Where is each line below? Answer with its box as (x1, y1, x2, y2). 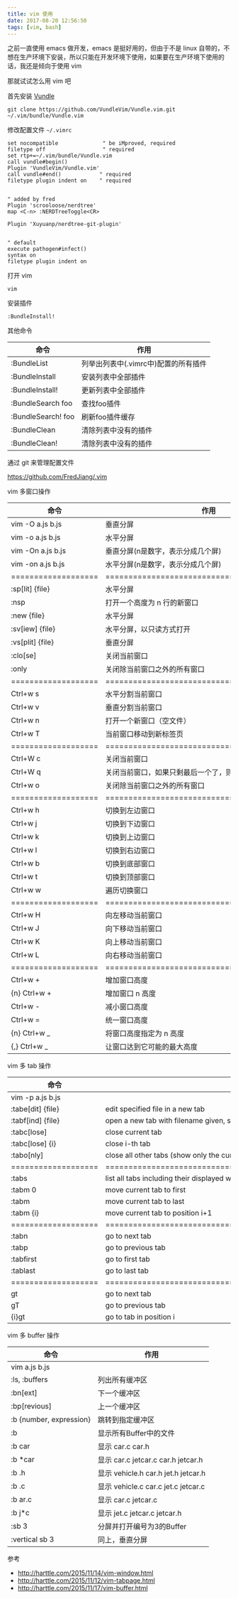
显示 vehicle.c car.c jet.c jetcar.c (97, 1482, 205, 1492)
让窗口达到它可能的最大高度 (105, 1042, 198, 1052)
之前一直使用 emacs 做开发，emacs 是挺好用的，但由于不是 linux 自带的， (7, 44, 225, 53)
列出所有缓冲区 (97, 1375, 147, 1385)
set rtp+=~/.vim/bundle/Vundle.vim (7, 152, 113, 160)
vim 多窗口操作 (7, 488, 51, 496)
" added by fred (7, 196, 55, 203)
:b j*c (11, 1508, 30, 1518)
